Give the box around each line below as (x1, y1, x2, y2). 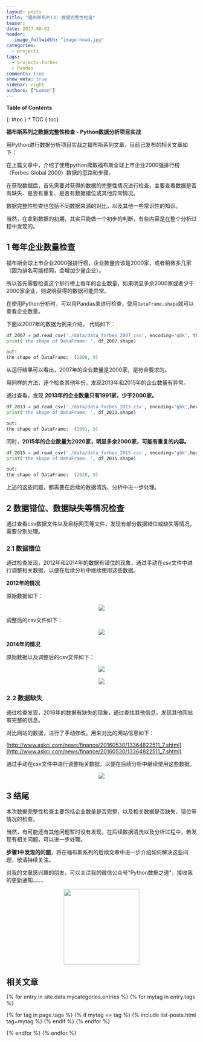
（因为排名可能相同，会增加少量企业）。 (6, 266, 105, 274)
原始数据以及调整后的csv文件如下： (6, 654, 95, 661)
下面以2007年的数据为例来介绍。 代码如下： (6, 320, 116, 327)
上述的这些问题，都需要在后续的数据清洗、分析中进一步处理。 (6, 484, 160, 491)
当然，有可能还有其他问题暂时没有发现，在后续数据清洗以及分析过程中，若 (6, 828, 192, 835)
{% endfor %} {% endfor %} (6, 1029, 77, 1037)
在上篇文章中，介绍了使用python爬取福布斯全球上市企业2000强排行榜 (6, 161, 180, 169)
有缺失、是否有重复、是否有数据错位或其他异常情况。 (6, 189, 139, 196)
